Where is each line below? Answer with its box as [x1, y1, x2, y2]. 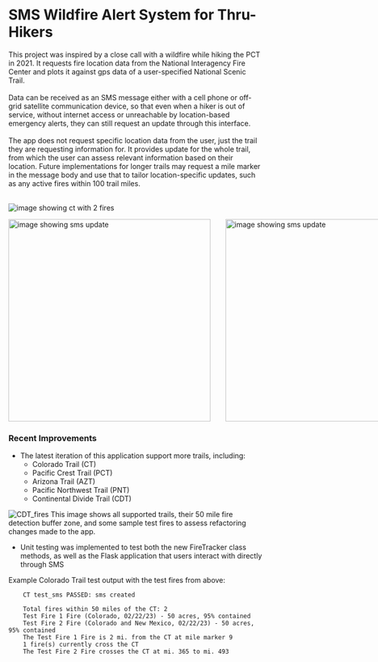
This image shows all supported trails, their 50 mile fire [50, 510, 233, 520]
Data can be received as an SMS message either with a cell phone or [8, 92, 238, 102]
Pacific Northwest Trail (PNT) [31, 486, 130, 495]
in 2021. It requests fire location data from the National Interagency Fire [8, 58, 246, 68]
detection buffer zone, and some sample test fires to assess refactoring [8, 518, 246, 528]
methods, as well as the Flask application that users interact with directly [19, 551, 262, 561]
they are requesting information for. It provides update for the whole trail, [8, 144, 251, 154]
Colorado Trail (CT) [31, 460, 97, 469]
